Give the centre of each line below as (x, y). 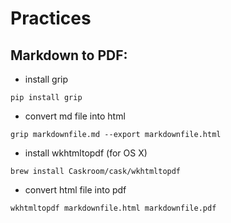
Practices (51, 18)
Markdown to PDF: (69, 55)
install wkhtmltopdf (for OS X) (86, 153)
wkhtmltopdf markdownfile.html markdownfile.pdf (113, 208)
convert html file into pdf (75, 190)
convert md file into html (75, 116)
